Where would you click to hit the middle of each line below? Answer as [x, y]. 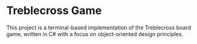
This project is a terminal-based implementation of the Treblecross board [99, 28]
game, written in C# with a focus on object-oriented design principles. [95, 34]
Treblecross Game [54, 11]
